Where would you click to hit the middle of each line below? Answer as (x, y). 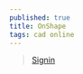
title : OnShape (38, 26)
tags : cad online (42, 34)
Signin (43, 60)
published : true (40, 18)
